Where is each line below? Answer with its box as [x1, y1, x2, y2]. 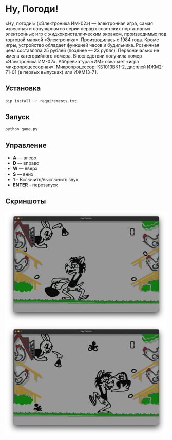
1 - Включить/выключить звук [12, 177, 79, 183]
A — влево [12, 155, 37, 161]
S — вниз [12, 171, 33, 177]
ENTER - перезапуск [12, 182, 58, 188]
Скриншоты [5, 197, 46, 205]
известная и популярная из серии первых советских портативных [5, 25, 151, 31]
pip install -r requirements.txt [5, 98, 77, 103]
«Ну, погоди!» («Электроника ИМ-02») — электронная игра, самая [5, 20, 153, 26]
